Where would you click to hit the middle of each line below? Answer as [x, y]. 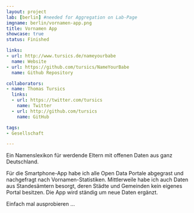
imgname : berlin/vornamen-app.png [49, 23]
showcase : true [25, 34]
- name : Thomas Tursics [36, 89]
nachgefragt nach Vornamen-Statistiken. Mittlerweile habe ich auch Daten [97, 179]
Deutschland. [22, 162]
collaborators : [25, 83]
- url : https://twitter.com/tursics [57, 100]
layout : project [26, 12]
